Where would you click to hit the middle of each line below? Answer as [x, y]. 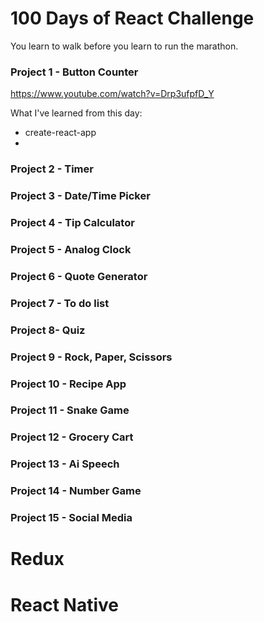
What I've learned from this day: [76, 113]
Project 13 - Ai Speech [65, 464]
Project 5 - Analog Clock [71, 249]
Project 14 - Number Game [76, 491]
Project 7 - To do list [60, 303]
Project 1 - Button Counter [74, 72]
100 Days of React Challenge [132, 18]
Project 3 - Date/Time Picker [80, 196]
